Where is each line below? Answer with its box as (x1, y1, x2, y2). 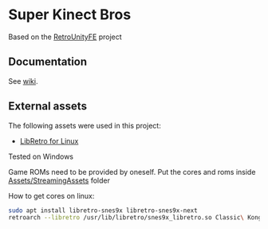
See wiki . (8, 76, 38, 85)
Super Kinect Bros (8, 6, 132, 24)
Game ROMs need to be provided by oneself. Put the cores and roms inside (8, 167, 256, 176)
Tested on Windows (8, 152, 74, 161)
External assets (8, 100, 88, 113)
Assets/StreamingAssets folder (8, 176, 110, 185)
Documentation (8, 55, 88, 69)
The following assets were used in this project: (8, 120, 161, 130)
